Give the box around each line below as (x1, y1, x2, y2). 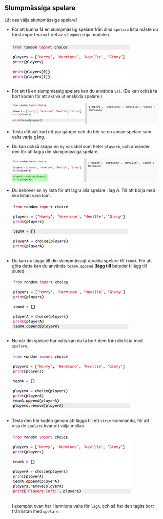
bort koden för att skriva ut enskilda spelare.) (11, 93, 102, 99)
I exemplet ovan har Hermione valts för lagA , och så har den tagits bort (11, 503, 154, 509)
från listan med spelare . (11, 508, 60, 514)
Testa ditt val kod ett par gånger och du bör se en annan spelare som (11, 129, 152, 135)
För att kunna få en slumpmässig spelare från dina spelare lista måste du (11, 26, 158, 32)
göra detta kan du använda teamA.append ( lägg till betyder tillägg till (11, 263, 147, 269)
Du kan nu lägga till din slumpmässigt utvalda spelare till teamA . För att (11, 257, 152, 264)
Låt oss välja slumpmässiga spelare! (4, 17, 77, 23)
